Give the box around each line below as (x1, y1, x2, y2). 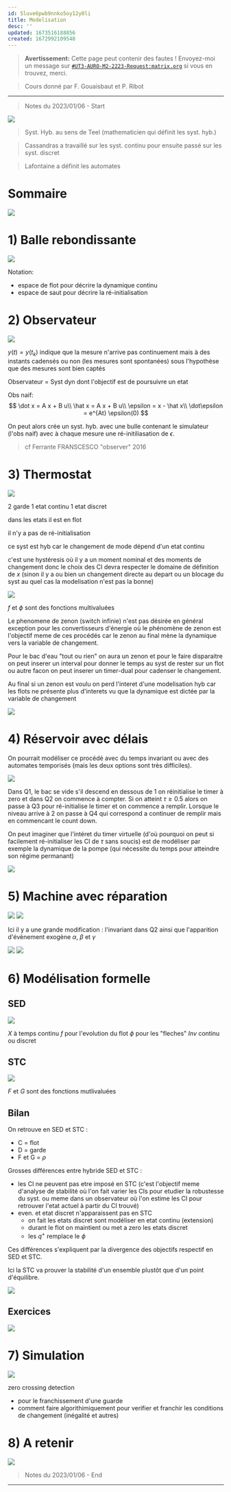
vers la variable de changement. (8, 639, 99, 647)
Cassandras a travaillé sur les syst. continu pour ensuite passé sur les (24, 141, 222, 150)
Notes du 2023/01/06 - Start (24, 102, 106, 110)
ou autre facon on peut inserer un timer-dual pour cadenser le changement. (8, 666, 221, 674)
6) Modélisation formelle (8, 971, 151, 986)
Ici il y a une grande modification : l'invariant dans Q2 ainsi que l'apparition (8, 925, 219, 934)
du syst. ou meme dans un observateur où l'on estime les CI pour (17, 1194, 203, 1203)
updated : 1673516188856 (8, 29, 76, 36)
